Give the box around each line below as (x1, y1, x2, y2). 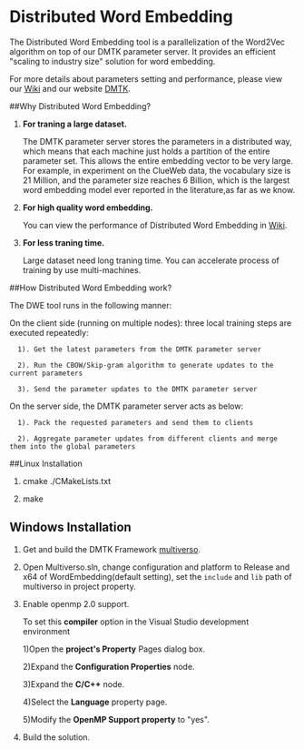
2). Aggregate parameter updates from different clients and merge (17, 434, 279, 443)
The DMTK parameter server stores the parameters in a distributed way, (22, 136, 292, 147)
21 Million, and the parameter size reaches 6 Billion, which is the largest (22, 175, 290, 186)
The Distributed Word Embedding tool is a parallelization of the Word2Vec (9, 36, 286, 47)
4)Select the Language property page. (22, 696, 168, 707)
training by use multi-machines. (22, 264, 142, 275)
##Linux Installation (9, 458, 83, 469)
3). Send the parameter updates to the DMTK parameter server (17, 384, 258, 393)
